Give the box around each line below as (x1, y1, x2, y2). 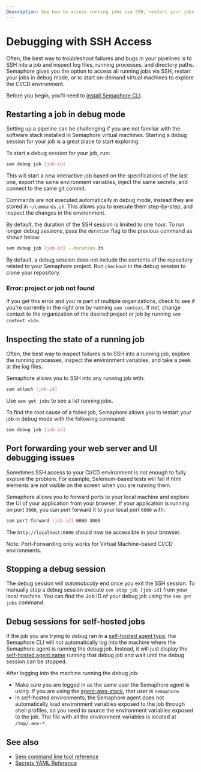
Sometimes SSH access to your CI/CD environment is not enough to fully (6, 468, 187, 476)
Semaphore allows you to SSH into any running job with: (6, 375, 145, 382)
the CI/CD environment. (6, 80, 65, 87)
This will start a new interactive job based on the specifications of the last (6, 172, 188, 179)
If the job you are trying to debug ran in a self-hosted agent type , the (6, 633, 176, 640)
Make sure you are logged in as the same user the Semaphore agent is (14, 681, 190, 688)
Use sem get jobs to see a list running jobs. (6, 397, 113, 405)
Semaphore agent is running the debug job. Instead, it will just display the (6, 645, 188, 652)
